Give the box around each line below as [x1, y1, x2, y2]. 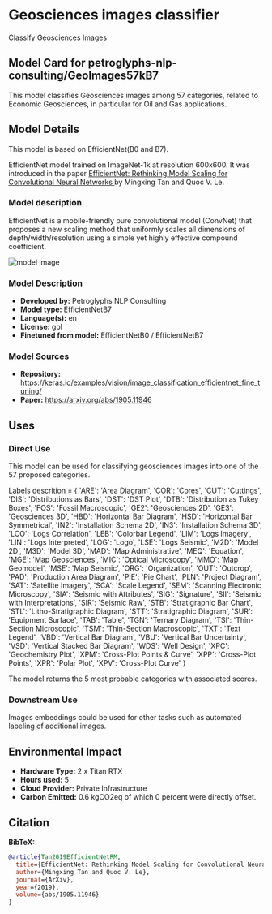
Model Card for [8, 56, 87, 70]
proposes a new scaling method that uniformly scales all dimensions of [8, 224, 245, 234]
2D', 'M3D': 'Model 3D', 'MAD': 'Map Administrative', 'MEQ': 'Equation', [8, 546, 244, 556]
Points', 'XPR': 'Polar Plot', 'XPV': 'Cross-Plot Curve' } [8, 658, 186, 668]
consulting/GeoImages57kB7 [8, 69, 159, 83]
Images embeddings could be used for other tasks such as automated [8, 713, 242, 722]
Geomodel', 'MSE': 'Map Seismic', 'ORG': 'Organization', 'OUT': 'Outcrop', [8, 563, 253, 573]
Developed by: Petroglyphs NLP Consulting [19, 296, 167, 306]
